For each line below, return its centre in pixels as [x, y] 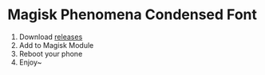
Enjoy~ [30, 62]
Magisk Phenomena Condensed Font [132, 15]
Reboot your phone [51, 53]
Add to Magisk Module [56, 45]
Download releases [51, 37]
